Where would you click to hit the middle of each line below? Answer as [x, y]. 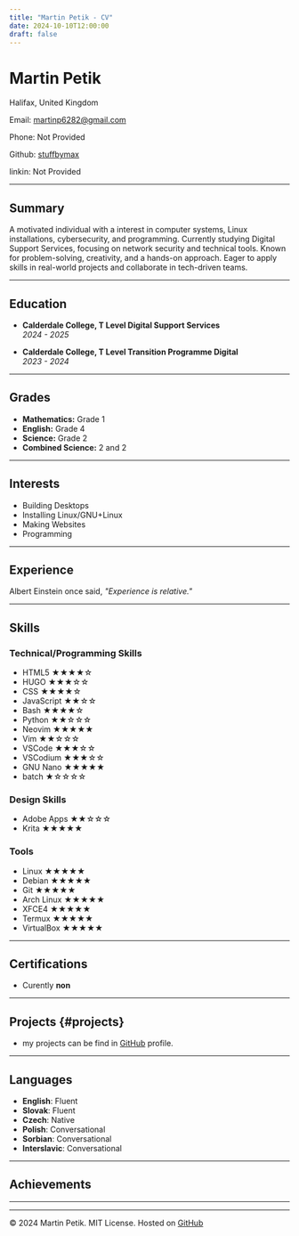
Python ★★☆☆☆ [57, 720]
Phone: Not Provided [48, 137]
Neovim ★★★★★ [58, 729]
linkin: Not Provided [45, 172]
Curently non [46, 986]
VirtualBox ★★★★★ [63, 928]
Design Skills [38, 800]
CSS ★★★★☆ [52, 692]
